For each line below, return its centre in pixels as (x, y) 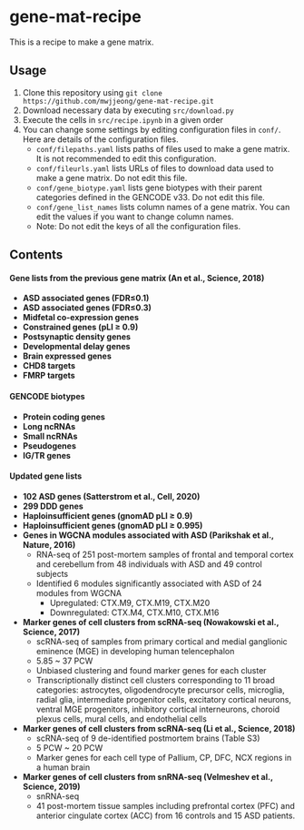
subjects (52, 573)
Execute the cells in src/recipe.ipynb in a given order (123, 119)
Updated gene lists (46, 476)
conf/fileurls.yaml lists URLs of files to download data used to (155, 168)
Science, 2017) (51, 632)
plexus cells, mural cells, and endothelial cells (121, 719)
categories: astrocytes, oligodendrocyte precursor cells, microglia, (160, 690)
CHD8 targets (49, 366)
